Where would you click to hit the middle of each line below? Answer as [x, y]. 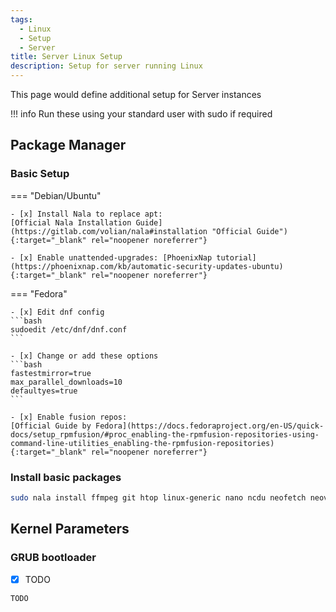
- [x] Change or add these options [84, 356]
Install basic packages [66, 477]
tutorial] [236, 257]
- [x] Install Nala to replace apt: [86, 214]
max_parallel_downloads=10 [66, 382]
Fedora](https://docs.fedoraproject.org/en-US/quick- [210, 426]
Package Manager [68, 145]
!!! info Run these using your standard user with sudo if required [141, 114]
